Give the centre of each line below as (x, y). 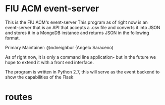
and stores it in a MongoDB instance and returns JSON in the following (77, 33)
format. (13, 38)
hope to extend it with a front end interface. (50, 62)
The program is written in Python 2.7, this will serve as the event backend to (82, 71)
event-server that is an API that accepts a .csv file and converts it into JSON (83, 27)
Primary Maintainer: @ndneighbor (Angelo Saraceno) (59, 47)
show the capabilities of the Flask (39, 77)
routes (19, 97)
